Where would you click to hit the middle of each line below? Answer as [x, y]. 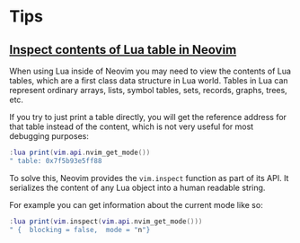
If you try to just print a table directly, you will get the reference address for [148, 117]
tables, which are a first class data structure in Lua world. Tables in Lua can [149, 81]
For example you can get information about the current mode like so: [136, 204]
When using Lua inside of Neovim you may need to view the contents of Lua [150, 71]
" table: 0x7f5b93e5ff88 [56, 161]
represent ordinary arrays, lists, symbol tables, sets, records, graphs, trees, [148, 90]
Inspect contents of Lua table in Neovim [123, 50]
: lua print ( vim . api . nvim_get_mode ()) [80, 152]
